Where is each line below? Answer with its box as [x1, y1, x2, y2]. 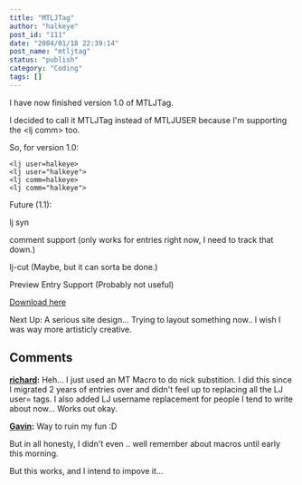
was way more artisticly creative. [9, 324, 133, 335]
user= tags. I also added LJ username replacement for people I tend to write [9, 393, 294, 404]
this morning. [9, 448, 59, 459]
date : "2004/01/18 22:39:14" [9, 38, 119, 48]
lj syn [9, 217, 30, 228]
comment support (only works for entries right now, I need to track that [9, 234, 274, 245]
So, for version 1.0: [9, 141, 80, 152]
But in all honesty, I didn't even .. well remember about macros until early [9, 438, 281, 449]
